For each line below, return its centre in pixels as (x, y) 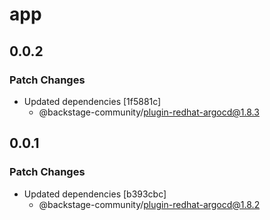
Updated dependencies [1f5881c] (92, 101)
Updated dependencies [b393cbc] (95, 194)
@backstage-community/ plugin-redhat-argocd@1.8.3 (149, 112)
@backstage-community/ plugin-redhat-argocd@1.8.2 (149, 204)
